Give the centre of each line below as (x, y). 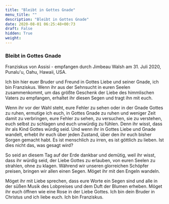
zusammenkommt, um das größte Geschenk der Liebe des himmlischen (80, 93)
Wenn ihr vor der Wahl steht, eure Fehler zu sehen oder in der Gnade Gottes (84, 108)
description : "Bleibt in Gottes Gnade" (47, 19)
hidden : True (19, 33)
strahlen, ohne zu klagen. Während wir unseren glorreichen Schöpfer (77, 166)
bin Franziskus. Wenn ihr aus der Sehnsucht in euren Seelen (68, 87)
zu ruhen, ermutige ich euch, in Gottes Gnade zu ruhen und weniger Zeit (80, 113)
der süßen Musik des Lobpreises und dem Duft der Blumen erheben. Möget (84, 186)
